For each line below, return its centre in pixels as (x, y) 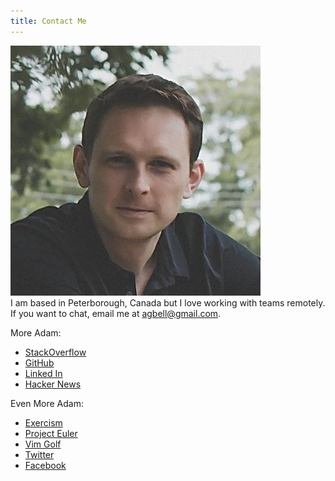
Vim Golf (43, 444)
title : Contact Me (48, 21)
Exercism (43, 422)
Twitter (39, 454)
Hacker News (53, 384)
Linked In (43, 373)
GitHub (39, 362)
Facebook (45, 465)
